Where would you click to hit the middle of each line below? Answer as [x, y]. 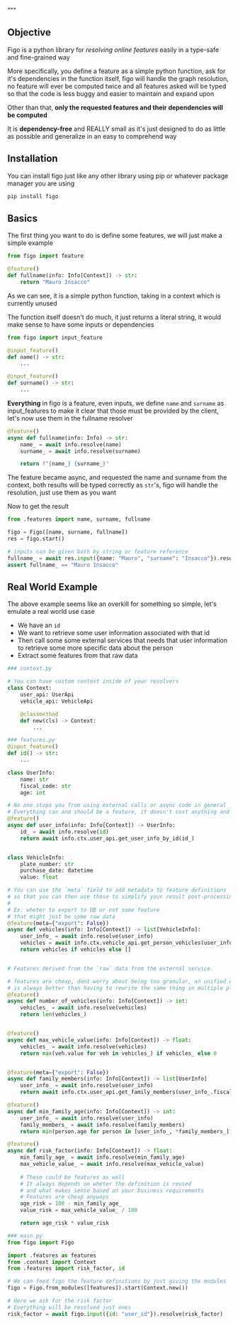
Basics [22, 218]
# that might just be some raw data [61, 916]
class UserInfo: [31, 773]
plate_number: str [47, 864]
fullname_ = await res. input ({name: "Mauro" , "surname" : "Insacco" [109, 558]
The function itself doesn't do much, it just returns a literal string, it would [114, 317]
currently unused [33, 303]
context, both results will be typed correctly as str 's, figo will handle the [113, 485]
